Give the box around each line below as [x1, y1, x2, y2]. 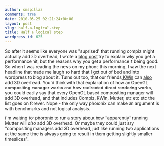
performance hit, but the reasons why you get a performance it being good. [5, 58, 159, 64]
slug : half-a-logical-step [5, 26, 61, 30]
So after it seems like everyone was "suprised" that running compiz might [5, 48, 155, 54]
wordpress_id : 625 [5, 35, 43, 40]
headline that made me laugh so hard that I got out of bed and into [5, 69, 139, 75]
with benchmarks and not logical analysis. [5, 105, 90, 111]
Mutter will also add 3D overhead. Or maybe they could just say [5, 120, 134, 126]
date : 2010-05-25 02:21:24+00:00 [5, 16, 74, 21]
